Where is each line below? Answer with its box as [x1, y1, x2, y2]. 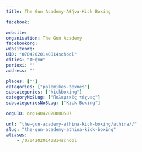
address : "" [6, 68, 35, 74]
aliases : [6, 132, 27, 138]
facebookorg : [6, 40, 38, 47]
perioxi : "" [6, 62, 35, 68]
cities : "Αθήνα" [6, 57, 46, 63]
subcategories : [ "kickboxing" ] [6, 89, 82, 95]
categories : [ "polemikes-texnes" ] [6, 84, 91, 89]
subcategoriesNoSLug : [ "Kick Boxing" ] [6, 100, 101, 106]
